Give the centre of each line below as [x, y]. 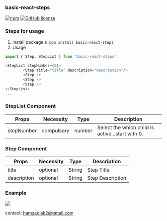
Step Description [107, 178]
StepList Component [31, 106]
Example [16, 193]
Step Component [26, 148]
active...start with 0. [120, 133]
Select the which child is [125, 127]
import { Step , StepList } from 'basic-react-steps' [61, 56]
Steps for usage [25, 31]
